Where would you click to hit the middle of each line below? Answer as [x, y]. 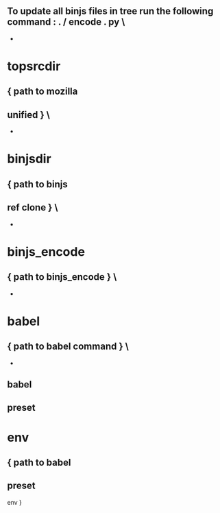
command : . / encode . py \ [66, 22]
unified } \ [28, 115]
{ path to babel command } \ [68, 347]
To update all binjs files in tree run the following [110, 11]
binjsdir [29, 159]
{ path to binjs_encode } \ [62, 277]
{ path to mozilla [42, 92]
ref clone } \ [33, 207]
